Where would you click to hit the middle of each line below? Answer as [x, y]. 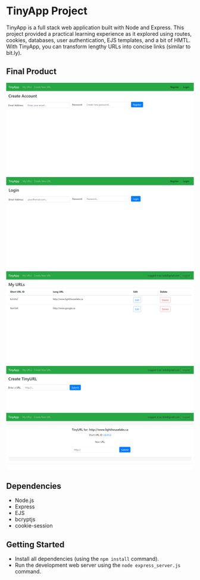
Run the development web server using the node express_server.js [98, 565]
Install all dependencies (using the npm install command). [87, 559]
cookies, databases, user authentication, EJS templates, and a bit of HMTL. [99, 40]
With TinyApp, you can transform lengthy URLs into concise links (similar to [99, 46]
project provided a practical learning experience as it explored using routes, [99, 33]
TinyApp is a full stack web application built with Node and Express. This [95, 27]
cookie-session [34, 526]
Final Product [31, 72]
